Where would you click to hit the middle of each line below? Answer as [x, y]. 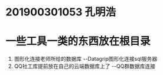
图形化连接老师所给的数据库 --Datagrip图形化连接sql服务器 [86, 59]
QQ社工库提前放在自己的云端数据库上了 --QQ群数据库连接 [85, 66]
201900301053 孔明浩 [61, 12]
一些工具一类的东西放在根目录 [78, 41]
